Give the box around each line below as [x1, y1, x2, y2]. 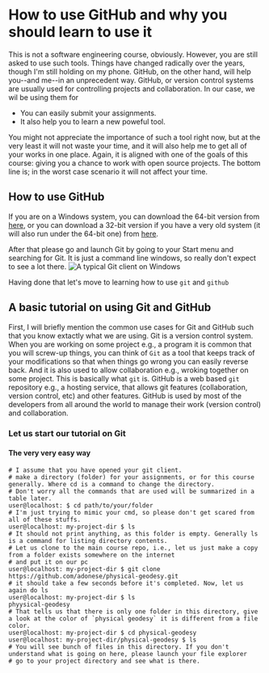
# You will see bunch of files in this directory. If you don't [8, 642, 229, 651]
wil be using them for [8, 92, 79, 102]
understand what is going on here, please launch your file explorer [8, 650, 248, 658]
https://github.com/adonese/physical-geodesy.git [8, 572, 179, 580]
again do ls [8, 586, 48, 595]
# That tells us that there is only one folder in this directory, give [8, 608, 258, 616]
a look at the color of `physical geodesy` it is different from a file [8, 614, 258, 623]
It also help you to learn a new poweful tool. [19, 116, 166, 126]
